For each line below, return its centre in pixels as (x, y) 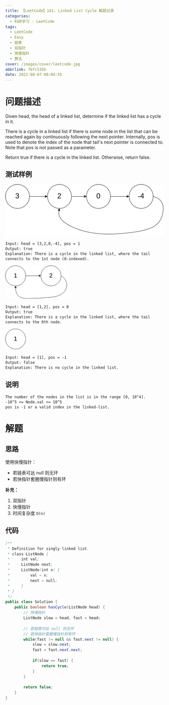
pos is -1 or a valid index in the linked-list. (57, 407)
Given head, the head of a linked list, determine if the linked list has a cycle (83, 116)
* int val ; (23, 559)
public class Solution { (31, 602)
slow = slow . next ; (52, 645)
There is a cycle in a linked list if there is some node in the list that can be (81, 131)
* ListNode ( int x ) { (33, 570)
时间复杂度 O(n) (29, 513)
